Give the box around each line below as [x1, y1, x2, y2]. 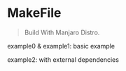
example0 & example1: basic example [7, 41, 115, 50]
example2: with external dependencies [7, 55, 119, 64]
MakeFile [7, 5, 62, 21]
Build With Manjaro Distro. [24, 28, 100, 37]
